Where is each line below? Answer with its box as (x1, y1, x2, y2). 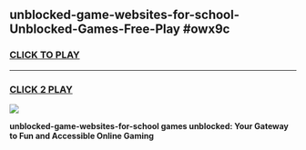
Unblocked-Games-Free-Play (9, 22, 180, 37)
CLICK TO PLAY (9, 49, 80, 62)
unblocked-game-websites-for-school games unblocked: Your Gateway (9, 120, 289, 131)
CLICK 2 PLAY (9, 83, 73, 95)
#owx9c (182, 22, 230, 37)
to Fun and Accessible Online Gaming (9, 130, 155, 141)
